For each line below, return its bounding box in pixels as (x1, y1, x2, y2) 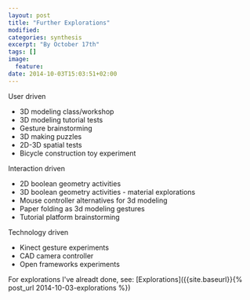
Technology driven (8, 227, 69, 236)
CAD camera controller (19, 251, 94, 260)
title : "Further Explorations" (8, 19, 111, 27)
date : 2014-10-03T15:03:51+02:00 (8, 70, 118, 78)
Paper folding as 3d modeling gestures (19, 203, 145, 213)
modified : (8, 26, 41, 34)
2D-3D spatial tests (19, 140, 82, 149)
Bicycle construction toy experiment (19, 148, 136, 158)
